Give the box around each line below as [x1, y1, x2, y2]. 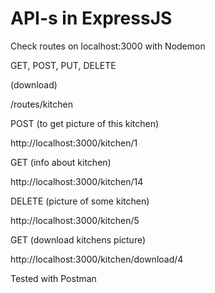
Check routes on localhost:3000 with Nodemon [10, 40, 206, 52]
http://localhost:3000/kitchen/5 [10, 214, 140, 226]
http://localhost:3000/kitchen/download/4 [10, 253, 184, 265]
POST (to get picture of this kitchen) [10, 117, 160, 129]
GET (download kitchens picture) [10, 233, 147, 246]
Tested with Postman [10, 272, 97, 284]
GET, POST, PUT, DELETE [10, 59, 117, 71]
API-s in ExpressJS [10, 7, 173, 30]
